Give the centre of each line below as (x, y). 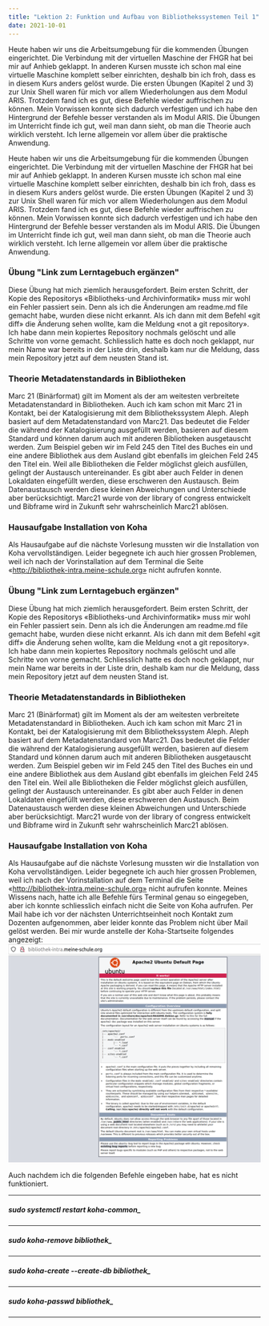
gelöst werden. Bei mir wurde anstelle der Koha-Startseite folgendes (121, 931)
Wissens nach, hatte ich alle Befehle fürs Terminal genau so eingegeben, (128, 897)
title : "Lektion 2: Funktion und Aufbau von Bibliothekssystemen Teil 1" (134, 17)
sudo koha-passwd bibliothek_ (61, 1301)
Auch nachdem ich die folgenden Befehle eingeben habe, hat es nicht (123, 1176)
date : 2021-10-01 (37, 25)
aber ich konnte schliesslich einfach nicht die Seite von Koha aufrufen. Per (131, 906)
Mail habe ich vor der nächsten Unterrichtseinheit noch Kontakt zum (121, 914)
